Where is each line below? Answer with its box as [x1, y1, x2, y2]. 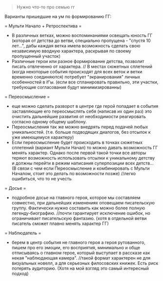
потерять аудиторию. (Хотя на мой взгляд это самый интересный [11, 265, 149, 271]
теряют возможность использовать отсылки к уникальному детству [11, 155, 155, 161]
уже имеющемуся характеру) [11, 134, 74, 140]
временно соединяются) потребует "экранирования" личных [11, 74, 141, 80]
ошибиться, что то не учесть [11, 176, 72, 181]
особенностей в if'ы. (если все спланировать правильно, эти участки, [11, 79, 159, 85]
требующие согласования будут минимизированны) [11, 84, 122, 90]
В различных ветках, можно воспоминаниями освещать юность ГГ [11, 33, 153, 38]
